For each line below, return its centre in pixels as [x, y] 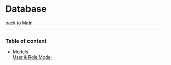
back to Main [19, 23]
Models [21, 52]
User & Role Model [32, 57]
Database [26, 9]
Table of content [26, 41]
